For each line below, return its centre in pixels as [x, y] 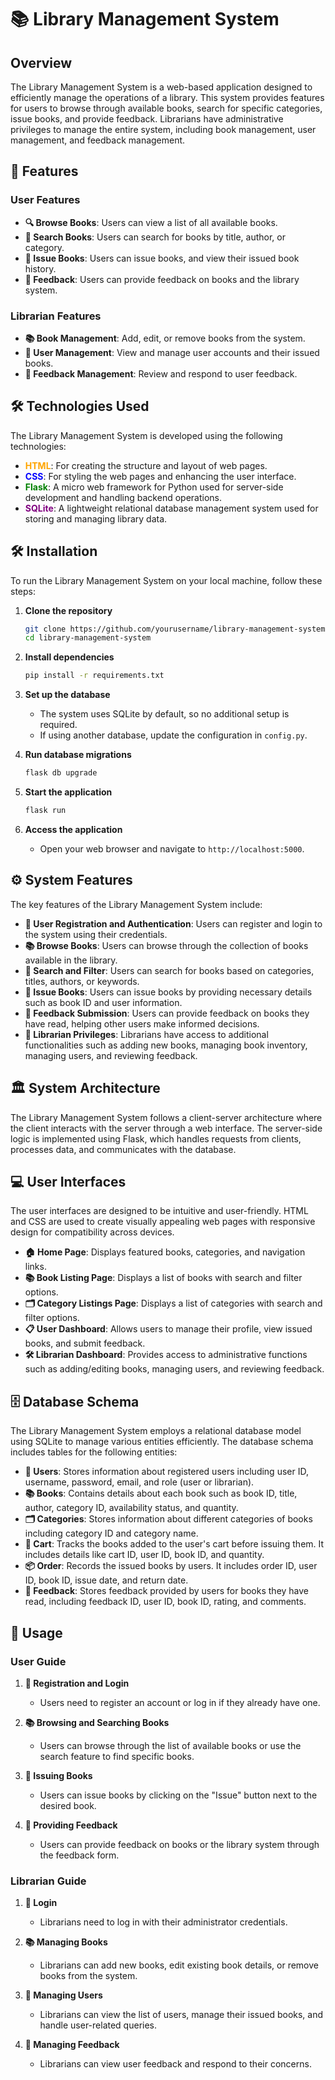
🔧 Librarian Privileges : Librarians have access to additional [146, 1034]
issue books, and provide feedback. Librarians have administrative [147, 119]
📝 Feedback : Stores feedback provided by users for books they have [167, 1591]
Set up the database [67, 695]
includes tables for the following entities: [94, 1452]
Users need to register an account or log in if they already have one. [180, 1702]
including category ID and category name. [111, 1533]
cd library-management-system [88, 638]
